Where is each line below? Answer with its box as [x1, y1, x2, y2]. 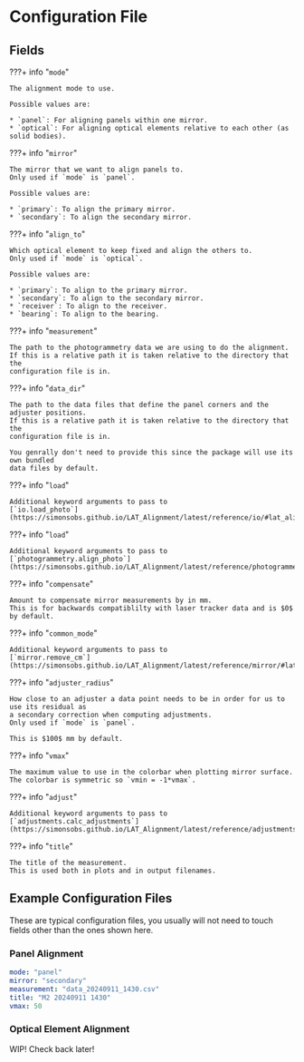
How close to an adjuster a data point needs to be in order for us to [9, 695, 285, 704]
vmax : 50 [9, 1001, 43, 1010]
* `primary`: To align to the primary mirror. [9, 286, 188, 295]
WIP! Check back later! [9, 1043, 95, 1054]
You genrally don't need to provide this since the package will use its [9, 448, 294, 457]
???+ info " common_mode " [9, 628, 98, 638]
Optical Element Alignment [9, 1023, 130, 1036]
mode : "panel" [9, 968, 63, 977]
